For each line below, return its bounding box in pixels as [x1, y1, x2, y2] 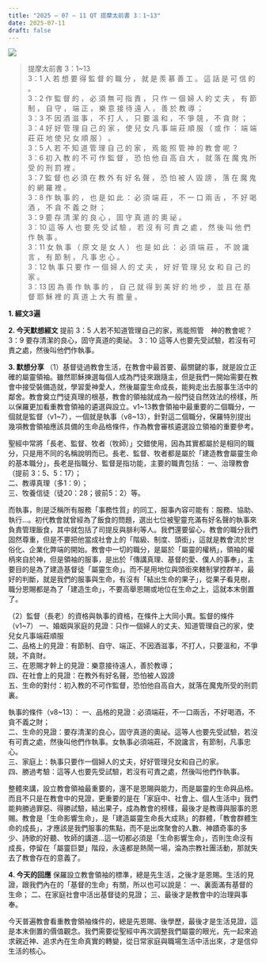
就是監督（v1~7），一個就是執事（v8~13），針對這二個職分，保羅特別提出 [14, 412, 252, 421]
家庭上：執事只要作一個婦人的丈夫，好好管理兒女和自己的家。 [21, 757, 223, 766]
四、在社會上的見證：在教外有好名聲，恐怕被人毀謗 [8, 671, 175, 681]
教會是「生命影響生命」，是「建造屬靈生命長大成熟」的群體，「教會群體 [21, 814, 251, 823]
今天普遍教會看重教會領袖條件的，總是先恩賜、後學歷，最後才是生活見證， [8, 917, 251, 927]
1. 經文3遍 [8, 309, 41, 318]
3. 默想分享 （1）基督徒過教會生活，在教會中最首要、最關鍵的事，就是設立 [8, 363, 250, 372]
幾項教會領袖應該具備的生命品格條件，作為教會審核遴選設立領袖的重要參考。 [8, 422, 258, 432]
